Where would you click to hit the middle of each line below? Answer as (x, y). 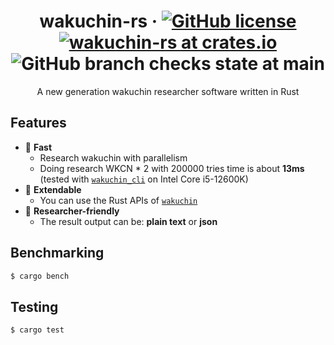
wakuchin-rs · (98, 21)
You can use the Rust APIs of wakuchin (118, 200)
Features (38, 123)
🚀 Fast (38, 147)
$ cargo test (37, 330)
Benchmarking (57, 253)
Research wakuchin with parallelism (113, 157)
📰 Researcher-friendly (72, 211)
